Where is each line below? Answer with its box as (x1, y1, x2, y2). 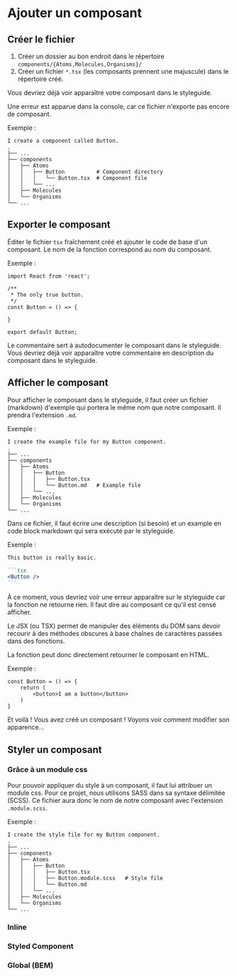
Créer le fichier (7, 33, 75, 45)
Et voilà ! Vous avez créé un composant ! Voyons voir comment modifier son (7, 715, 230, 724)
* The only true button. (10, 291, 84, 298)
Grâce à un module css (7, 765, 88, 775)
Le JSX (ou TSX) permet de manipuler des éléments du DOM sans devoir (7, 622, 221, 630)
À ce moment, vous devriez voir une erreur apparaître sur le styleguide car (7, 593, 226, 602)
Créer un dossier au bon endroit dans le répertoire (17, 52, 165, 60)
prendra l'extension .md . (7, 411, 77, 419)
